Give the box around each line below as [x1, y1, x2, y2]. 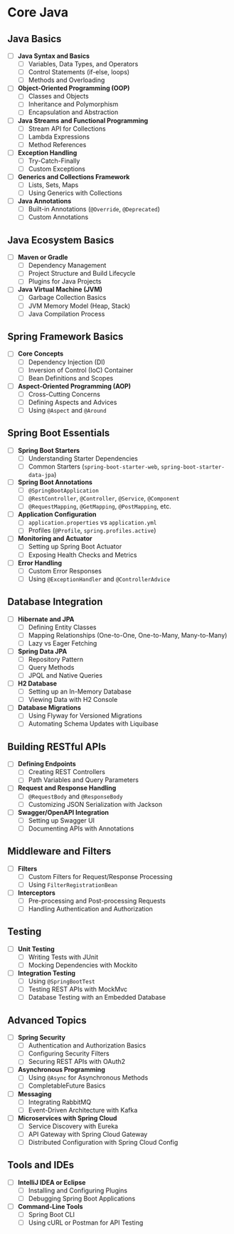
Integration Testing [17, 969, 76, 977]
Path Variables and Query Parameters [28, 776, 139, 784]
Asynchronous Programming [17, 1065, 105, 1074]
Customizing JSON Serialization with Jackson [28, 800, 163, 808]
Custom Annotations [28, 213, 89, 221]
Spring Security [17, 1033, 66, 1042]
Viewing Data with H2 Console [28, 696, 118, 704]
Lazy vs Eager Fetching [28, 638, 97, 647]
